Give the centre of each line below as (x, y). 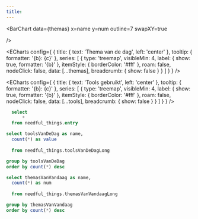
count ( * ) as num (31, 183)
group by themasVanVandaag (39, 205)
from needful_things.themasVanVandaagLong (65, 194)
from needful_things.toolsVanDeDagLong (61, 150)
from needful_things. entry (45, 123)
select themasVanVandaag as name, (49, 177)
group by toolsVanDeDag (36, 161)
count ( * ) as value (34, 140)
